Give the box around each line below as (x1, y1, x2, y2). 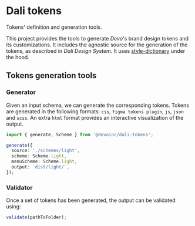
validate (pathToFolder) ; (6, 214, 67, 221)
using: (6, 203, 21, 210)
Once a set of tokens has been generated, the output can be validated (6, 197, 176, 204)
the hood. (6, 53, 29, 60)
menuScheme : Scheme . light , (11, 158, 78, 165)
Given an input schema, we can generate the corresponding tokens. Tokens (6, 102, 190, 109)
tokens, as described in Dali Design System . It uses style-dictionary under (6, 47, 186, 54)
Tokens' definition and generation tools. (6, 23, 102, 31)
